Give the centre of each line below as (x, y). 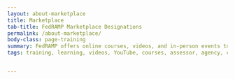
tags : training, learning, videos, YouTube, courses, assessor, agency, (115, 53)
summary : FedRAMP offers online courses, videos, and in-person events (114, 46)
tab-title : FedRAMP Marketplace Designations (74, 27)
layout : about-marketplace (47, 14)
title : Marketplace (36, 20)
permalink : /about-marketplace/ (54, 33)
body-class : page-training (47, 40)
